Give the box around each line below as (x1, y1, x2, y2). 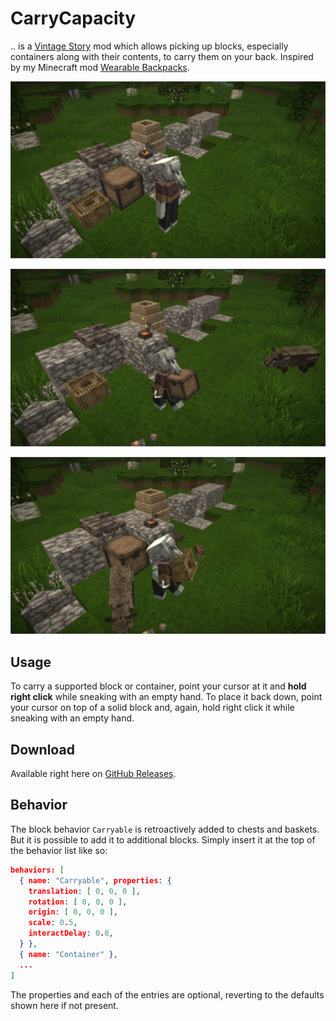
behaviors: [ (10, 865, 65, 875)
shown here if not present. (10, 999, 119, 1011)
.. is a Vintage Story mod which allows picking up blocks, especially (10, 40, 289, 52)
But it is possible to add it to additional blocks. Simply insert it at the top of (10, 833, 316, 846)
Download (10, 741, 75, 758)
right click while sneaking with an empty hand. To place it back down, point (10, 691, 323, 703)
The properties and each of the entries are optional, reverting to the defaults (10, 988, 325, 1001)
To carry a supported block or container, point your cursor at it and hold (10, 680, 307, 692)
